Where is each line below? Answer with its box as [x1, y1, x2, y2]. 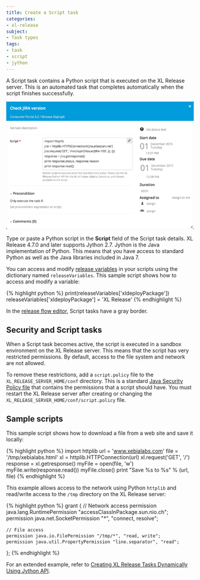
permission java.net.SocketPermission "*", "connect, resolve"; [6, 514, 159, 522]
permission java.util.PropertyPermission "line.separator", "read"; [6, 539, 180, 545]
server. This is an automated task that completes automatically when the [6, 83, 184, 91]
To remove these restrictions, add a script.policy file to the [6, 371, 154, 378]
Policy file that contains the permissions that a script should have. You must [6, 384, 192, 391]
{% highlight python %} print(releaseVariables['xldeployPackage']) [6, 289, 170, 297]
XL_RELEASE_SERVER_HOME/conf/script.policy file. [6, 397, 126, 404]
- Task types [6, 35, 39, 41]
